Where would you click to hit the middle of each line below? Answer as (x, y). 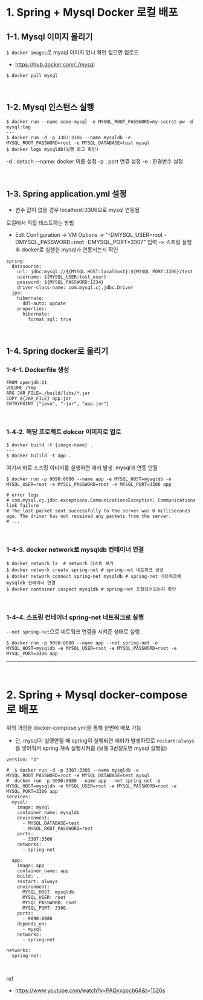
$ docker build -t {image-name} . (50, 445)
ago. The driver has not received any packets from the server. (89, 516)
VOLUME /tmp (21, 388)
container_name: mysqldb (48, 813)
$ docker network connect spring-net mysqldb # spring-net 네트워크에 (94, 576)
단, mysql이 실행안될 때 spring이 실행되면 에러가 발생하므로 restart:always (105, 741)
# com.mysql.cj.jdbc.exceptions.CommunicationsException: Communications (101, 500)
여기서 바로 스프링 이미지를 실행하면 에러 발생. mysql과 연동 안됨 (82, 468)
